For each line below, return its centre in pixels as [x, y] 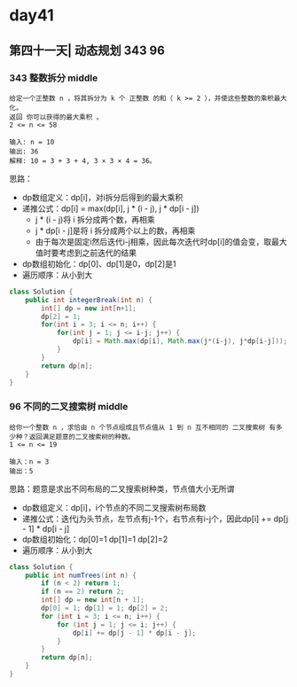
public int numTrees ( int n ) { [81, 575]
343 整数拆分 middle [54, 78]
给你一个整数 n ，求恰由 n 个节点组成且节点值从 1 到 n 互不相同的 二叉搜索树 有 [143, 427]
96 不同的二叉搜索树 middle [69, 407]
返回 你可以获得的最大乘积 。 [56, 117]
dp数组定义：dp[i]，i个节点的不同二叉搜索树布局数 [114, 507]
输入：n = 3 [29, 462]
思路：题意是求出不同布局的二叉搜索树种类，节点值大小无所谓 [122, 488]
